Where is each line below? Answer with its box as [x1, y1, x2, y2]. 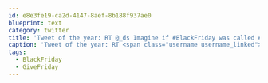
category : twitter [8, 26, 69, 34]
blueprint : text [8, 19, 62, 27]
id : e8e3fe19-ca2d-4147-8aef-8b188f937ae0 [8, 11, 152, 20]
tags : [8, 48, 26, 56]
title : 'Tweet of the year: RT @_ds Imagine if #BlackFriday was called [8, 33, 255, 42]
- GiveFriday [15, 63, 59, 71]
